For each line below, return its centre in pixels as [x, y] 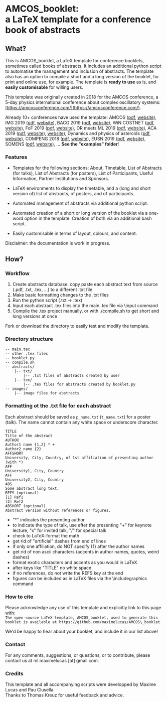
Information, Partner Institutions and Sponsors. [61, 179]
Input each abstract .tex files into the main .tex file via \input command [85, 305]
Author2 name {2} [23, 449]
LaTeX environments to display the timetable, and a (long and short [81, 188]
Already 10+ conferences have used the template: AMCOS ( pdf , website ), [81, 117]
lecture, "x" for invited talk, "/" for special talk [59, 530]
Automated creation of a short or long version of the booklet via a [80, 213]
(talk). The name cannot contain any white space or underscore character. [82, 422]
